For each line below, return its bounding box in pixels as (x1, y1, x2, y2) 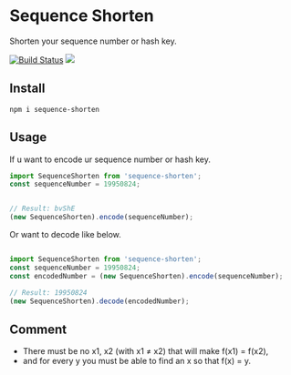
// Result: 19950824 (9, 288, 88, 297)
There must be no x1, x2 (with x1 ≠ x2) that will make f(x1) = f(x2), (22, 346, 269, 357)
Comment (9, 321, 68, 337)
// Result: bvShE (9, 204, 76, 214)
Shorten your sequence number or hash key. (9, 35, 178, 46)
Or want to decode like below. (9, 229, 121, 240)
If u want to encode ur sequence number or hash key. (9, 154, 212, 165)
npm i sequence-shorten (9, 105, 100, 114)
